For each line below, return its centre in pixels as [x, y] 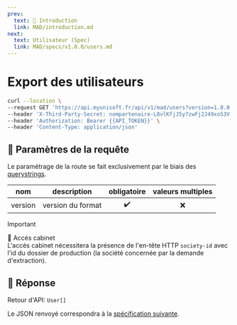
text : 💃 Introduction [46, 21]
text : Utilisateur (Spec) [52, 40]
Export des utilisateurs [76, 82]
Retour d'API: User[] [37, 299]
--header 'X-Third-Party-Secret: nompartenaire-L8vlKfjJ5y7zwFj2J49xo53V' [120, 114]
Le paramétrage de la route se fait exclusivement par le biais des [102, 167]
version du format [72, 205]
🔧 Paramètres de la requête [68, 149]
